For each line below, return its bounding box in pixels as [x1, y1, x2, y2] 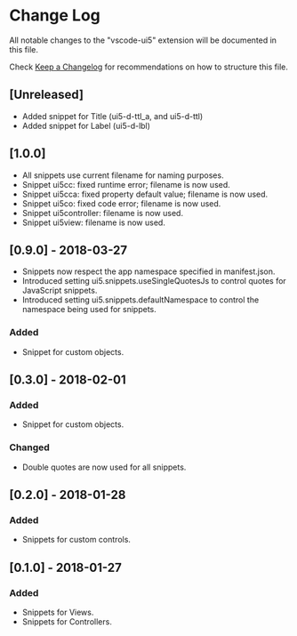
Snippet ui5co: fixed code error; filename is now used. [21, 197, 221, 209]
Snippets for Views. [21, 607, 94, 618]
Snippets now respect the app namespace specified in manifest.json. [21, 266, 276, 277]
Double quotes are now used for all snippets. [21, 462, 187, 472]
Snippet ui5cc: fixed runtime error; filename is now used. [21, 179, 231, 189]
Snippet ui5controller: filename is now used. [21, 207, 184, 218]
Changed [9, 441, 51, 454]
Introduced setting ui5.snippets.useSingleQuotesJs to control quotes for [21, 276, 286, 286]
